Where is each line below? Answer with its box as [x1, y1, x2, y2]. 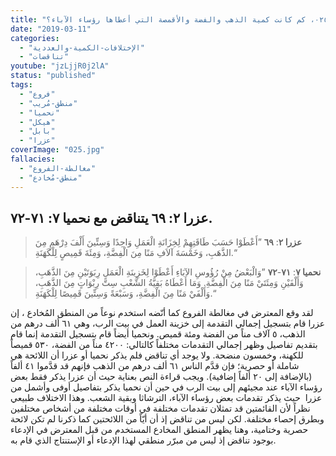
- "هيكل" [19, 117, 56, 127]
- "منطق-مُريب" [19, 98, 78, 108]
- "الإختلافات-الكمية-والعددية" [19, 42, 145, 53]
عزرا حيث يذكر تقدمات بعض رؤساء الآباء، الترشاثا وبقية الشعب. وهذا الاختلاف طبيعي [10, 392, 323, 404]
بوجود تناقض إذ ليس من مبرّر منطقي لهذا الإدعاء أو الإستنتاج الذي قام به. [10, 434, 277, 446]
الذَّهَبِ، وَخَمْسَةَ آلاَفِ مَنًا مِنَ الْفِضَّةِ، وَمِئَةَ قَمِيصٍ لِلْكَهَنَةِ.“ [34, 247, 237, 259]
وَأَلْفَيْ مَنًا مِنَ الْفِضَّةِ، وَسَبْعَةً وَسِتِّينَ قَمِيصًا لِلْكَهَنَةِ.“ [34, 287, 217, 300]
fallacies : [10, 154, 56, 164]
